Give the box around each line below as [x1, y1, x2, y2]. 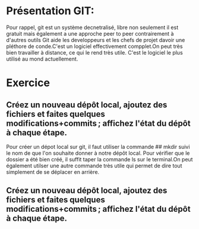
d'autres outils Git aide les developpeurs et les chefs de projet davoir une [6, 36, 185, 43]
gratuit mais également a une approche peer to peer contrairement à [6, 30, 174, 37]
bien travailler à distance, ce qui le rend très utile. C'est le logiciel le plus [6, 49, 183, 56]
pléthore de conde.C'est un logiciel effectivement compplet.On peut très [6, 43, 183, 50]
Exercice [6, 76, 50, 90]
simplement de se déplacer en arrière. [6, 168, 100, 176]
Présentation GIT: [6, 4, 94, 18]
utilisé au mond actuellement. [6, 55, 78, 62]
